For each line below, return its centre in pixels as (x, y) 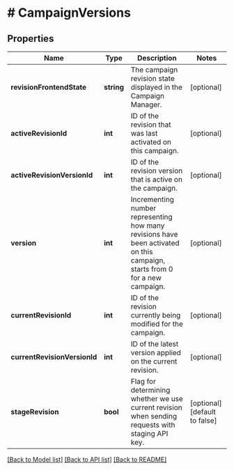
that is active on (157, 179)
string (114, 87)
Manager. (146, 104)
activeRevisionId (39, 133)
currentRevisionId (41, 315)
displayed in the (157, 87)
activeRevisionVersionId (52, 175)
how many (148, 226)
